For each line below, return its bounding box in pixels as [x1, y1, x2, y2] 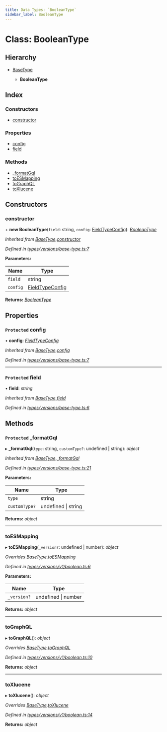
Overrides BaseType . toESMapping [5, 554, 76, 560]
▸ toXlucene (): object [5, 693, 49, 699]
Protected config [5, 326, 46, 333]
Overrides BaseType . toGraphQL [5, 645, 71, 651]
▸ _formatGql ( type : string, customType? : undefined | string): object [5, 445, 140, 452]
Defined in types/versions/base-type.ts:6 [5, 405, 89, 411]
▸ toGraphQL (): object [5, 635, 51, 641]
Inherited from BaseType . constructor [5, 236, 81, 242]
